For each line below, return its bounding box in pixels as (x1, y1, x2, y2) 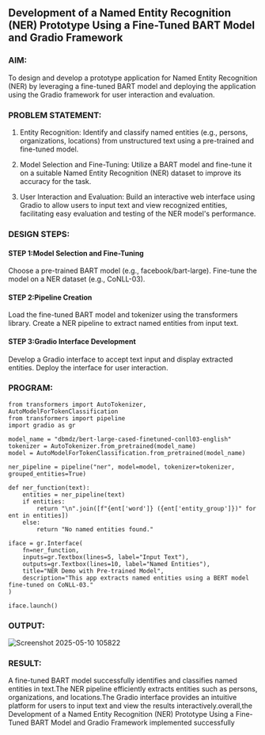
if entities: (22, 497, 66, 506)
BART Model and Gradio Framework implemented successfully (30, 718, 235, 728)
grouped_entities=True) (8, 469, 87, 478)
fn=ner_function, (22, 546, 80, 554)
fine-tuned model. (19, 144, 79, 154)
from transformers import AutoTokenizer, (8, 400, 147, 408)
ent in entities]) (8, 511, 69, 519)
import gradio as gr (8, 421, 77, 429)
